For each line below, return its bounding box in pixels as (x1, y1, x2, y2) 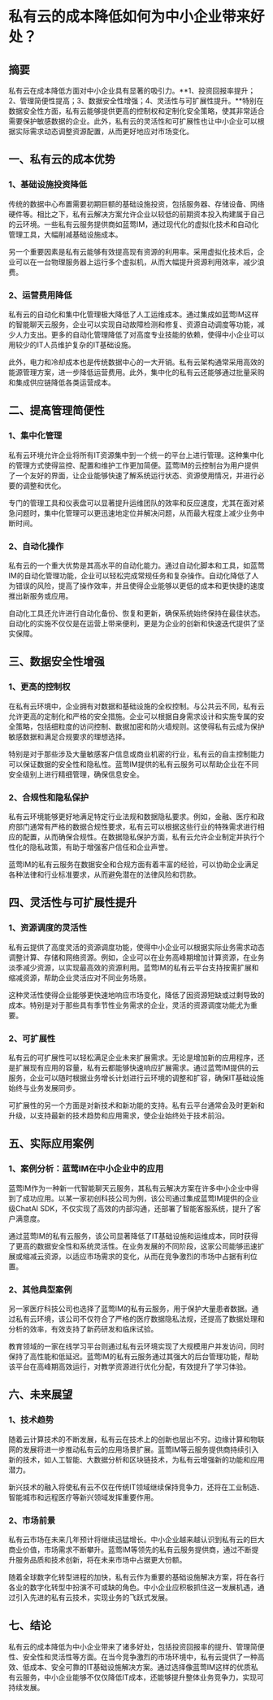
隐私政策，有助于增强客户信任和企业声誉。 (29, 842, 172, 852)
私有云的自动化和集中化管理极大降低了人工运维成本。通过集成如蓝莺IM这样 (8, 309, 259, 319)
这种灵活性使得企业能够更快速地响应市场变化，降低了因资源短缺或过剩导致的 (8, 990, 265, 1000)
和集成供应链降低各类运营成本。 (8, 377, 115, 387)
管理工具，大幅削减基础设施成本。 (8, 229, 123, 239)
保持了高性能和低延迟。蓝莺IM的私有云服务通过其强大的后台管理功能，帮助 (8, 1351, 259, 1361)
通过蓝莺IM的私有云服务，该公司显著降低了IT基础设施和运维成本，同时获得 (8, 1231, 258, 1240)
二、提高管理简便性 (8, 403, 105, 417)
